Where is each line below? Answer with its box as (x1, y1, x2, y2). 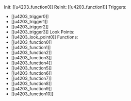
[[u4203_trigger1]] (11, 19, 48, 24)
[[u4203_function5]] (11, 65, 52, 71)
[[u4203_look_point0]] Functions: (11, 34, 78, 40)
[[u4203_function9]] (11, 86, 52, 91)
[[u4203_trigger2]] (11, 24, 49, 30)
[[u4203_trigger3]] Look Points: (11, 29, 75, 34)
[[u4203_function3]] (11, 55, 52, 60)
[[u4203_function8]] (11, 81, 52, 86)
